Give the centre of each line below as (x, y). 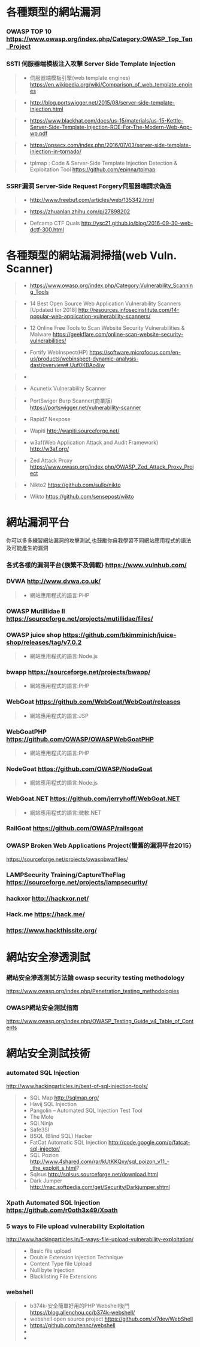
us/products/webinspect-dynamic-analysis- (84, 359)
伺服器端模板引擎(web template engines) (80, 78)
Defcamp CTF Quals (55, 223)
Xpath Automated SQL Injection (53, 1202)
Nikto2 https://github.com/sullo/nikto (75, 485)
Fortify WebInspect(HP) (59, 352)
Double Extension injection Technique (76, 1257)
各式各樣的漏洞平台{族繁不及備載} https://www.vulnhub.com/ (96, 565)
